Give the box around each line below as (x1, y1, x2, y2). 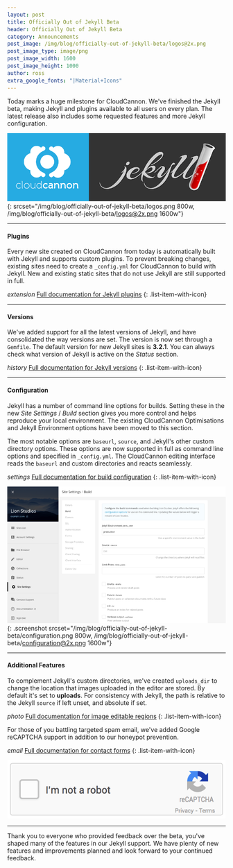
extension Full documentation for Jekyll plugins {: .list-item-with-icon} (7, 290, 207, 298)
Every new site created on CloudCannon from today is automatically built (7, 247, 216, 256)
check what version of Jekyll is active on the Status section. (7, 350, 179, 359)
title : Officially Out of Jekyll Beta (7, 18, 119, 26)
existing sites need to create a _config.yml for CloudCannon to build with (7, 262, 216, 271)
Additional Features (7, 661, 65, 670)
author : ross (7, 69, 45, 76)
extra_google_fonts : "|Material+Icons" (7, 77, 123, 84)
